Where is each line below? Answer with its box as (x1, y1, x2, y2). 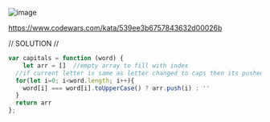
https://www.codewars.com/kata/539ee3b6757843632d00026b (8, 23, 223, 32)
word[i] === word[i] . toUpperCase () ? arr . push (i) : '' (22, 84, 211, 92)
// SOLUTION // (8, 39, 59, 48)
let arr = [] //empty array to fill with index (22, 61, 189, 70)
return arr (15, 99, 52, 108)
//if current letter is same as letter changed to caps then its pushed (15, 69, 264, 77)
